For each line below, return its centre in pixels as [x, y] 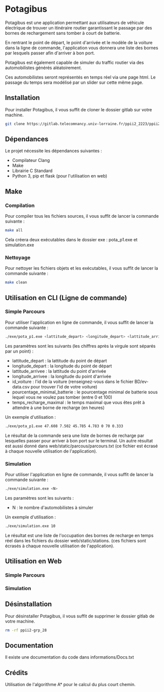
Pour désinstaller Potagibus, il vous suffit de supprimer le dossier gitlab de [80, 616]
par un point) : [19, 351]
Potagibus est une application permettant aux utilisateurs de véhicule [74, 23]
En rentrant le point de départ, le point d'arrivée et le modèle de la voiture [79, 42]
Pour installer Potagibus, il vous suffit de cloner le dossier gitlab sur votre [79, 109]
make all [14, 231]
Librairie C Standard [32, 171]
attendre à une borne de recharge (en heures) [58, 408]
